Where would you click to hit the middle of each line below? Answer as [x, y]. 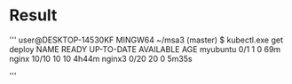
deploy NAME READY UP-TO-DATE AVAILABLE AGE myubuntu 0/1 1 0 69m [145, 49]
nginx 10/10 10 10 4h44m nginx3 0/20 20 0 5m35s [101, 58]
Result [33, 15]
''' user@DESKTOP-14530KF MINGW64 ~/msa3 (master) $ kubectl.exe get [146, 40]
